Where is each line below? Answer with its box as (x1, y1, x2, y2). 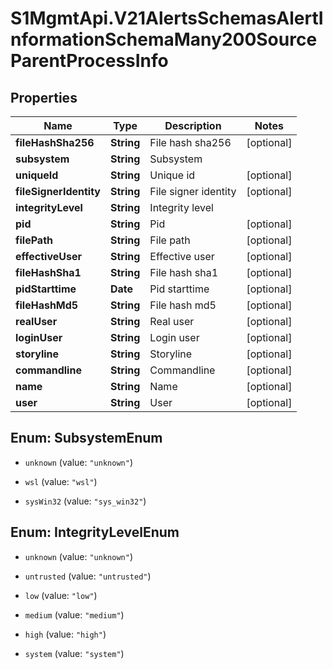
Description (164, 119, 222, 132)
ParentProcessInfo (10, 50, 169, 72)
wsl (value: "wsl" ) (24, 475, 98, 487)
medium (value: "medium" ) (24, 608, 125, 621)
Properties (10, 89, 78, 106)
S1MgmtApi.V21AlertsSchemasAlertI (10, 7, 324, 30)
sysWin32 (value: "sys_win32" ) (24, 495, 147, 507)
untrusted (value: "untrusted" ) (24, 570, 152, 582)
